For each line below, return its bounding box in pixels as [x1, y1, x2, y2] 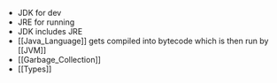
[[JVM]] [17, 45, 47, 56]
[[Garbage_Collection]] [17, 55, 102, 64]
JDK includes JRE [17, 26, 83, 36]
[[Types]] [17, 64, 52, 74]
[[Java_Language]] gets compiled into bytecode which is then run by [17, 35, 269, 46]
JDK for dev [17, 8, 62, 18]
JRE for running [17, 17, 75, 27]
